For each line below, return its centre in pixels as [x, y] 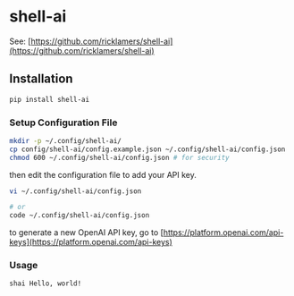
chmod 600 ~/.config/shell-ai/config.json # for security [119, 157]
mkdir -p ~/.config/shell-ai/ [66, 140]
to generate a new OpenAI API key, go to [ [86, 233]
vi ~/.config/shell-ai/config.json [76, 191]
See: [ [20, 41]
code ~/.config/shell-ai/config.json [80, 216]
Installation [41, 79]
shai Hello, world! [46, 283]
